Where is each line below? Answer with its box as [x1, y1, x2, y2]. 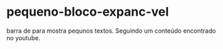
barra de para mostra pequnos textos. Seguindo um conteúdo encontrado [6, 27, 216, 35]
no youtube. [6, 33, 41, 42]
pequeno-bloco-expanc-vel [6, 4, 169, 20]
